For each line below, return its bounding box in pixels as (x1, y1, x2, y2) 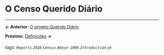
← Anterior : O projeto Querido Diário (5, 24, 79, 29)
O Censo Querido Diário (5, 3, 103, 14)
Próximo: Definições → (5, 33, 52, 39)
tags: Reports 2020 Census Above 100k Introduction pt (5, 44, 112, 50)
